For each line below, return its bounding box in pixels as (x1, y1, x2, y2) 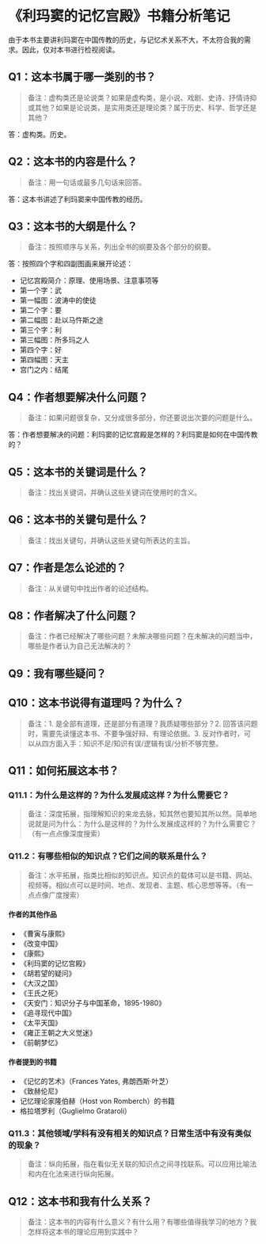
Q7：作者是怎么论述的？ (8, 561, 127, 574)
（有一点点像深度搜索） (27, 829, 104, 838)
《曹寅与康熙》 (19, 929, 69, 938)
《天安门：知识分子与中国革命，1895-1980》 (19, 998, 166, 1007)
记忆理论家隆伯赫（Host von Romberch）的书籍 (19, 1097, 176, 1106)
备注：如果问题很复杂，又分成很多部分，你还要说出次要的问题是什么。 (27, 413, 257, 422)
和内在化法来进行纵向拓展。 (27, 1170, 119, 1179)
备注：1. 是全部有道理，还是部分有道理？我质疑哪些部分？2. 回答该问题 (27, 719, 258, 728)
